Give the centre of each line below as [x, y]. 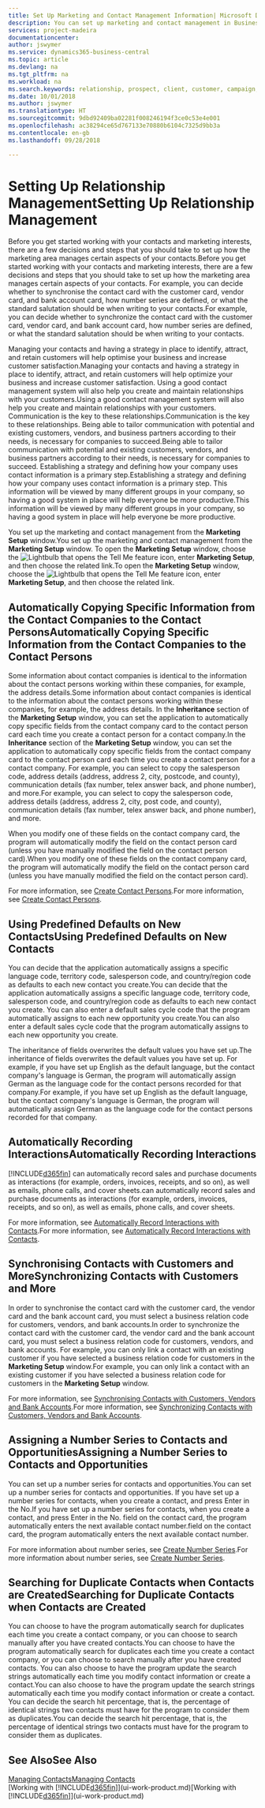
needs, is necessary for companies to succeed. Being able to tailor [116, 441]
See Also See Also [52, 1760]
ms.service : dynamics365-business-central [79, 52]
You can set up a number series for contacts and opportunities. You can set [130, 1484]
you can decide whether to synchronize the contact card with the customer [131, 317]
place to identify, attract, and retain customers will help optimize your [121, 374]
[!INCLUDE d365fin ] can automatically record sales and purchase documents [132, 1173]
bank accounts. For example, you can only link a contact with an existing [126, 1349]
